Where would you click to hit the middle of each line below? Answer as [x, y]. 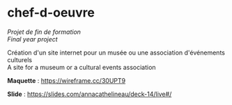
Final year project [32, 39]
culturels [20, 59]
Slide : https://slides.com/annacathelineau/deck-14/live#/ [90, 94]
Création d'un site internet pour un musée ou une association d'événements [116, 52]
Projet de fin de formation [44, 32]
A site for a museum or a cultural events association [82, 67]
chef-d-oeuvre [51, 13]
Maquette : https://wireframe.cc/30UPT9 [67, 80]
